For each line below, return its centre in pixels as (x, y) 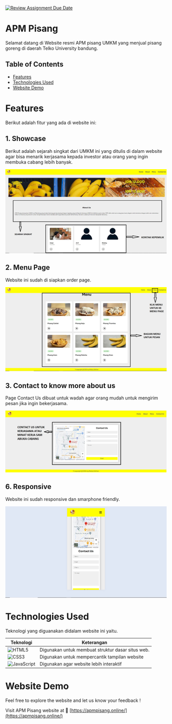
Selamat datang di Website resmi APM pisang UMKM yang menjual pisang (84, 43)
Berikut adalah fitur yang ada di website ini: (51, 123)
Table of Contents (35, 64)
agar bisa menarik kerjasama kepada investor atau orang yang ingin (77, 156)
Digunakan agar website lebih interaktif (81, 664)
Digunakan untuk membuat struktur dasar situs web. (95, 650)
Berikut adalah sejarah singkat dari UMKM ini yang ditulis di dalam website (84, 151)
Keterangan (94, 642)
